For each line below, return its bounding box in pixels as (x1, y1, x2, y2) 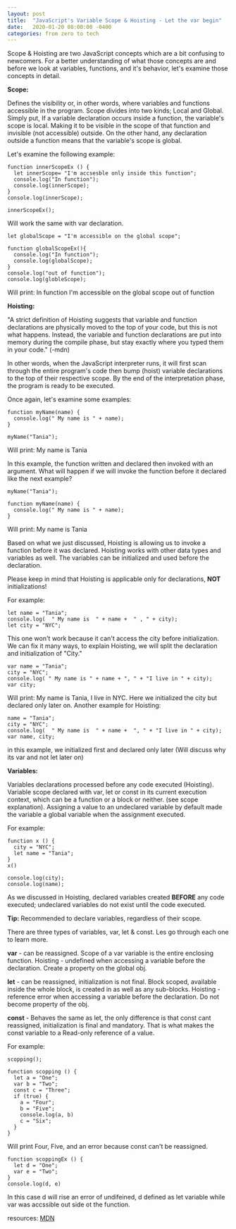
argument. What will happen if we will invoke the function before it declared (7, 467, 227, 475)
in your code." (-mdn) (7, 346, 70, 354)
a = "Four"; (20, 1099, 55, 1106)
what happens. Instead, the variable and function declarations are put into (7, 330, 222, 339)
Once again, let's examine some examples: (7, 395, 132, 404)
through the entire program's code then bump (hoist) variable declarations (7, 367, 223, 375)
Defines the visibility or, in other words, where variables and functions (7, 99, 210, 108)
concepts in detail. (7, 72, 61, 80)
